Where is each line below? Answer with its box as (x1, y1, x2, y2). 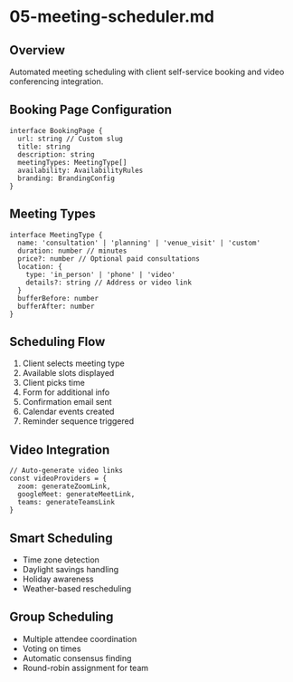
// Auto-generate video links (9, 466, 124, 475)
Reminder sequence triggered (22, 416, 135, 427)
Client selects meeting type (22, 358, 125, 369)
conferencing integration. (9, 76, 104, 87)
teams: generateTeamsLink (17, 498, 116, 507)
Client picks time (22, 378, 86, 389)
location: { (17, 262, 63, 271)
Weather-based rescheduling (22, 583, 132, 594)
